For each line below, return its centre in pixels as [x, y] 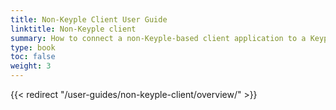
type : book [33, 47]
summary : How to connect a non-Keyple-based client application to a [158, 38]
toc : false [33, 57]
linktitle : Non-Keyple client [73, 29]
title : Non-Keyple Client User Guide [89, 19]
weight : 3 [31, 66]
